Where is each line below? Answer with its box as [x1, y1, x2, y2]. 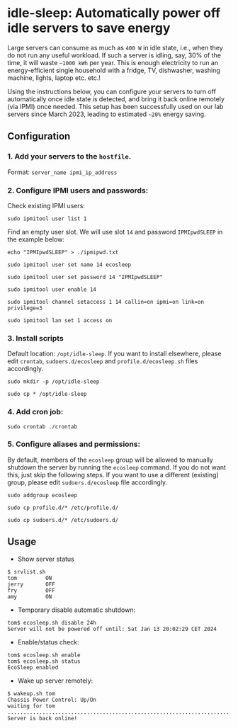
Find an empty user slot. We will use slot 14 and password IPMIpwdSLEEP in [7, 227, 223, 236]
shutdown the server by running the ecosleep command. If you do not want [7, 462, 227, 472]
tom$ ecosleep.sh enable [7, 652, 81, 659]
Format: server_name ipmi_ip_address [7, 168, 118, 176]
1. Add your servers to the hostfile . [7, 152, 132, 161]
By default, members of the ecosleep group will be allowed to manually [7, 455, 214, 464]
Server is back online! [7, 715, 78, 722]
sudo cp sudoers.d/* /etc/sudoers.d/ [7, 516, 119, 523]
